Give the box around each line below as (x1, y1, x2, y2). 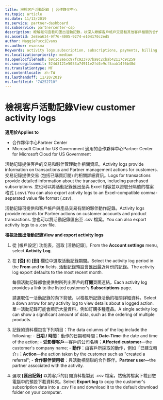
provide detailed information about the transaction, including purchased (5, 178, 149, 184)
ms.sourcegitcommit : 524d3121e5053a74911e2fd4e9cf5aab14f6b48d (5, 61, 136, 66)
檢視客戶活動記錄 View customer (5, 102, 136, 113)
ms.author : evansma (5, 43, 45, 48)
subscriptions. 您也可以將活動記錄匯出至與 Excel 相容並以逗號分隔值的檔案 (5, 183, 154, 190)
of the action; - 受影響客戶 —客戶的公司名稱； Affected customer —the (12, 339, 152, 345)
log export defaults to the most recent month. (12, 269, 103, 275)
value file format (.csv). (26, 195, 73, 201)
